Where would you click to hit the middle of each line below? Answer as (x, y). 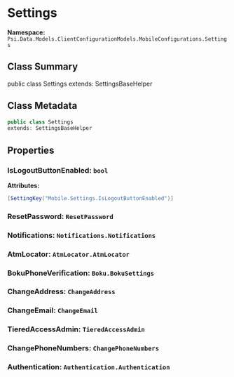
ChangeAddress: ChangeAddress (61, 291)
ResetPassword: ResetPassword (60, 216)
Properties (31, 150)
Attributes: (23, 185)
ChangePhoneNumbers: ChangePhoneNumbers (83, 348)
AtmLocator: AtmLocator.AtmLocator (68, 254)
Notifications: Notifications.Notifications (82, 235)
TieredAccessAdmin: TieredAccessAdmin (76, 329)
